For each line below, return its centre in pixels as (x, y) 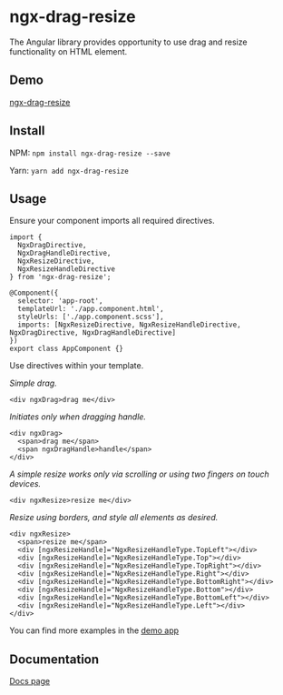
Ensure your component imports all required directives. (112, 221)
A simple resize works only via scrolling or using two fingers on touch (139, 474)
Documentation (54, 659)
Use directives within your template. (77, 366)
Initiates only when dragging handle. (78, 417)
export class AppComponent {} (67, 349)
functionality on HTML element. (68, 51)
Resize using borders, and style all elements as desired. (114, 518)
